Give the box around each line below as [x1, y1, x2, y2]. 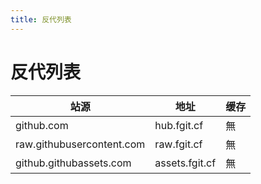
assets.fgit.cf [154, 156, 217, 170]
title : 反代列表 [10, 14, 72, 25]
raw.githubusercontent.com [15, 137, 146, 151]
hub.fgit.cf [154, 118, 204, 132]
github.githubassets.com [15, 156, 132, 170]
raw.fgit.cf [154, 137, 203, 151]
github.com [15, 118, 69, 132]
